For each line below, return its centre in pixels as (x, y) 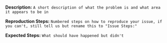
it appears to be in (27, 12)
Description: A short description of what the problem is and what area (83, 7)
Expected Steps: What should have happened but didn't (64, 35)
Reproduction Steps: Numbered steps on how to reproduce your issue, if (84, 21)
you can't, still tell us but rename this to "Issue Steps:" (71, 26)
